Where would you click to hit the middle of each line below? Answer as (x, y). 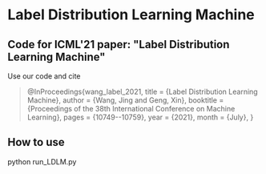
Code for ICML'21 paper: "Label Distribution (119, 45)
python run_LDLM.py (42, 161)
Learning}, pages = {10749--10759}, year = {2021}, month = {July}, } (140, 117)
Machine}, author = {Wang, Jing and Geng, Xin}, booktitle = (125, 100)
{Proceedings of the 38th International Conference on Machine (131, 109)
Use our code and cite (44, 76)
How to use (36, 142)
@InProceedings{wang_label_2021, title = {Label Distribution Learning (142, 91)
